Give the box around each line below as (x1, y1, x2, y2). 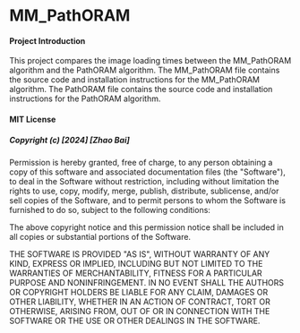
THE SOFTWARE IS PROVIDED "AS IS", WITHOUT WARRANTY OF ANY (9, 248, 270, 260)
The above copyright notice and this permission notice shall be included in (9, 221, 284, 233)
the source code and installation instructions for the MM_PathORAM (9, 74, 260, 85)
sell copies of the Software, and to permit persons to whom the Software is (9, 194, 287, 206)
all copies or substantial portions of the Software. (9, 231, 191, 242)
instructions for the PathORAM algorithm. (9, 93, 161, 104)
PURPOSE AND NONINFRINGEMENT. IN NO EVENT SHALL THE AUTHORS (9, 277, 285, 287)
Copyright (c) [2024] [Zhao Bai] (9, 134, 130, 145)
